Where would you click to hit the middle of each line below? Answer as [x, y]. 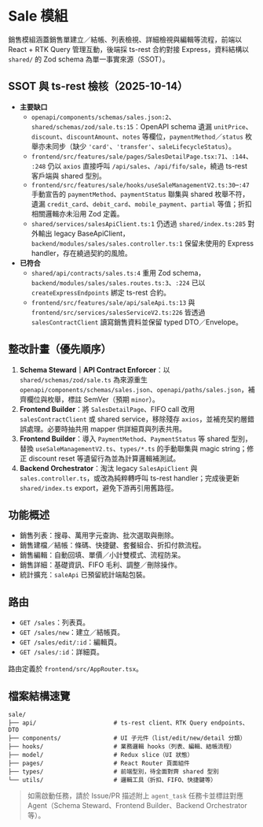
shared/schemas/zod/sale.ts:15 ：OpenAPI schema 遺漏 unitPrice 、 [142, 126]
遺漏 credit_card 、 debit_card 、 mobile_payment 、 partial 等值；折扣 [142, 204]
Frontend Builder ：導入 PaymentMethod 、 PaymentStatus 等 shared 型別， [136, 439]
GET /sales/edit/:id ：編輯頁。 [70, 642]
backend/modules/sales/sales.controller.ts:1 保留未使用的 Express [142, 243]
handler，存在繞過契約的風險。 [81, 253]
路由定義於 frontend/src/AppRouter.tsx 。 [76, 669]
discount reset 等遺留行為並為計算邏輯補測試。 [104, 458]
